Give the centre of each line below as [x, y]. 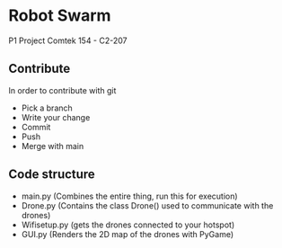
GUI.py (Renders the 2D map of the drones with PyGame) [128, 234]
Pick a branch [47, 108]
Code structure [52, 175]
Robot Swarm [60, 16]
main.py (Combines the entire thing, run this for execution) [130, 196]
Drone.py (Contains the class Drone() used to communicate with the [147, 205]
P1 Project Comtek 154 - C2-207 [68, 40]
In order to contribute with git [62, 90]
